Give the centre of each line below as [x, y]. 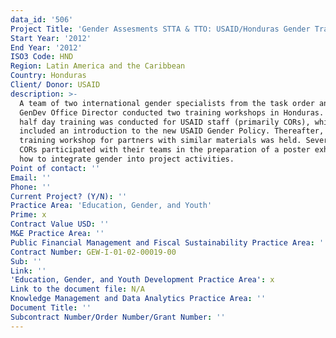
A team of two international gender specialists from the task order [167, 103]
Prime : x [28, 215]
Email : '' [31, 177]
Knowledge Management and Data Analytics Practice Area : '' [138, 299]
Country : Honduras [48, 76]
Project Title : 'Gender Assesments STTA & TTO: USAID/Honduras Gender [160, 29]
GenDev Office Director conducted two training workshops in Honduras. [172, 112]
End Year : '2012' [46, 47]
